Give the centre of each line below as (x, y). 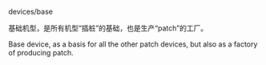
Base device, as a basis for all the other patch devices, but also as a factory (133, 44)
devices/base (31, 12)
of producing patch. (41, 53)
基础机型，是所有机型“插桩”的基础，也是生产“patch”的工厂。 (108, 28)
